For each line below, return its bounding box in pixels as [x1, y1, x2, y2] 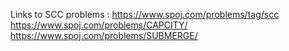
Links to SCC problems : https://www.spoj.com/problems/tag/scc [10, 9, 280, 20]
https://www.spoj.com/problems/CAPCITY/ [10, 19, 188, 31]
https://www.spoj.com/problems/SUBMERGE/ [10, 30, 198, 41]
